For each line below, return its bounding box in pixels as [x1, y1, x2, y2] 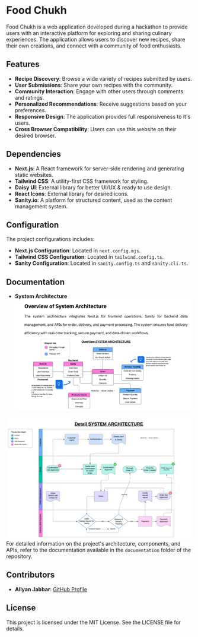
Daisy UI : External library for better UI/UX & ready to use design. [14, 183, 173, 191]
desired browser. [14, 132, 56, 139]
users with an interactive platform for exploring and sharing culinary [6, 29, 172, 36]
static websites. [14, 171, 53, 178]
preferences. [14, 106, 46, 113]
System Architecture [14, 293, 68, 300]
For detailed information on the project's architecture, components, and [6, 540, 181, 547]
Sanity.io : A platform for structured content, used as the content [14, 197, 173, 204]
